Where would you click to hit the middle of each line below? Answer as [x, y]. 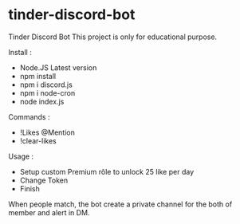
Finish [30, 188]
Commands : [29, 116]
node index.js [42, 101]
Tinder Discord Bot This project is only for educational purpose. [113, 37]
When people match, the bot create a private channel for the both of [120, 204]
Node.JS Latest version [58, 67]
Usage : [21, 156]
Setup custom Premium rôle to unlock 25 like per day [107, 171]
